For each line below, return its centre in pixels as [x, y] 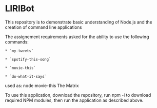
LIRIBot [20, 9]
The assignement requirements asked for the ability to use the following [77, 37]
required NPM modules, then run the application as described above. [74, 100]
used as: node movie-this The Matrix [42, 86]
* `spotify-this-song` [28, 59]
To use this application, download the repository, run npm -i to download [78, 95]
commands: [17, 42]
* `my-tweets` [20, 51]
